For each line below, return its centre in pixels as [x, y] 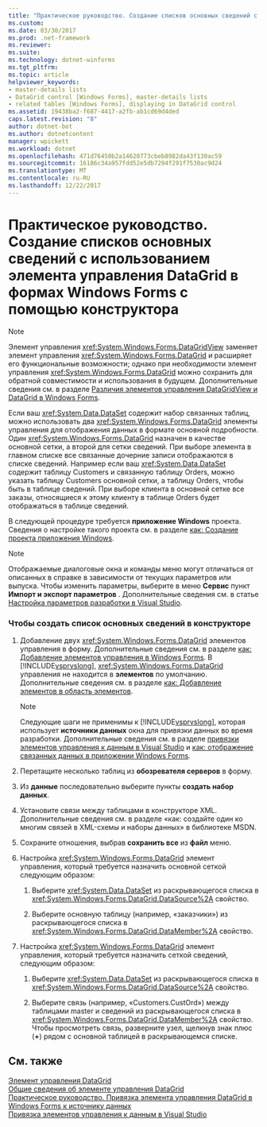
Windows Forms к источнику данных [70, 1106]
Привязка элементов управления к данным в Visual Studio [108, 1114]
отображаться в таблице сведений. [68, 505]
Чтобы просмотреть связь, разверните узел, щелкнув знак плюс [142, 1028]
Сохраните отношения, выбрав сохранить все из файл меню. [126, 842]
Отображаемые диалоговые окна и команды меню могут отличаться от [131, 568]
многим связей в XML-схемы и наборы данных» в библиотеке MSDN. [138, 827]
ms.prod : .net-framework [49, 38]
